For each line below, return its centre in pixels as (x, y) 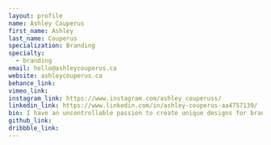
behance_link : (32, 83)
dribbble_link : (34, 128)
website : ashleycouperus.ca (56, 76)
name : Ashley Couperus (46, 23)
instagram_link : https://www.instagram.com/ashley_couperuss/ (115, 98)
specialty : (27, 53)
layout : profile (35, 16)
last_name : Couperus (43, 38)
